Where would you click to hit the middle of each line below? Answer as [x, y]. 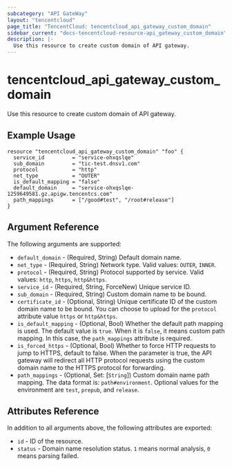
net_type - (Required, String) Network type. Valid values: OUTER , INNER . [116, 264]
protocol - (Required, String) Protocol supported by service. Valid [110, 272]
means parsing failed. [48, 456]
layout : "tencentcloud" [41, 20]
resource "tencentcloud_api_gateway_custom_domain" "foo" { [96, 152]
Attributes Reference [53, 411]
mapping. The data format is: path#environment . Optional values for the [118, 382]
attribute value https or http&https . [67, 316]
